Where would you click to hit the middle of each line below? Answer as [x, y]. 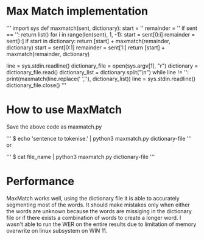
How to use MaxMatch [64, 110]
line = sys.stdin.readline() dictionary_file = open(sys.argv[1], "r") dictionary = [102, 66]
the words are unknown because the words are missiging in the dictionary [99, 211]
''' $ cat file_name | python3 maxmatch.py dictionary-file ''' [81, 157]
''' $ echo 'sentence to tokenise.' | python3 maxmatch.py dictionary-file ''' [99, 138]
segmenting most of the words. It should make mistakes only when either [98, 205]
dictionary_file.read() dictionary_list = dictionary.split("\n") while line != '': [98, 72]
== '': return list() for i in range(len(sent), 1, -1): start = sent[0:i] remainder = [101, 34]
